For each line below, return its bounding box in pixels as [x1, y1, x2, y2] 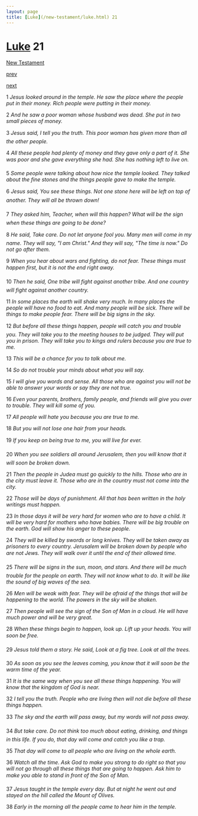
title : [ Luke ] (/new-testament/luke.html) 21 [6, 14, 118, 20]
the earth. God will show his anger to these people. [6, 525, 131, 533]
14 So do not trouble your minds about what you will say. [6, 366, 145, 373]
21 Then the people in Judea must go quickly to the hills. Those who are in [6, 471, 187, 478]
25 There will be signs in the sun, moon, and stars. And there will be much [6, 563, 187, 571]
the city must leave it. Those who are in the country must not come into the [6, 477, 189, 484]
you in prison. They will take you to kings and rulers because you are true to [6, 337, 192, 344]
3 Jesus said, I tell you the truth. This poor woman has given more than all [6, 130, 187, 137]
